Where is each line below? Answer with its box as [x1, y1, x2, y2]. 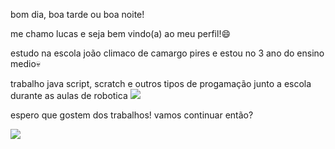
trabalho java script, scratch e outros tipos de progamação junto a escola [10, 78, 312, 89]
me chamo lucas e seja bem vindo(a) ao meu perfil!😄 [10, 28, 232, 39]
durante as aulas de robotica [10, 90, 128, 101]
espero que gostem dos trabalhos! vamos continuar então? [10, 109, 254, 121]
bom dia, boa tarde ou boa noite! [10, 9, 145, 20]
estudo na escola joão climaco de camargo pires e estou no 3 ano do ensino [10, 47, 325, 59]
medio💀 [10, 58, 42, 69]
